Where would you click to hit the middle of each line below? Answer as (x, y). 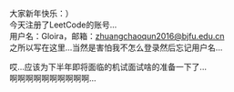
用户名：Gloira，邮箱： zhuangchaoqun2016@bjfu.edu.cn (117, 36)
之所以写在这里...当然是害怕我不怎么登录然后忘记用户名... (116, 47)
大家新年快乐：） (41, 13)
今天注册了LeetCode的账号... (63, 25)
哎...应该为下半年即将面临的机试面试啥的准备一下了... (108, 67)
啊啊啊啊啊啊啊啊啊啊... (53, 78)
